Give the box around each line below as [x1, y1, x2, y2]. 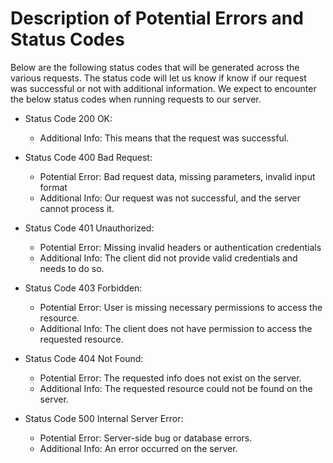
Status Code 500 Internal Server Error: [24, 412, 184, 424]
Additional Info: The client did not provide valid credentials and [39, 252, 298, 264]
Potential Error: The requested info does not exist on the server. [39, 372, 302, 384]
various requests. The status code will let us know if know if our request [10, 72, 307, 84]
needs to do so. [39, 262, 105, 274]
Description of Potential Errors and [10, 7, 304, 30]
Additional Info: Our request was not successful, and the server [39, 192, 302, 204]
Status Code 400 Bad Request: [24, 151, 153, 163]
